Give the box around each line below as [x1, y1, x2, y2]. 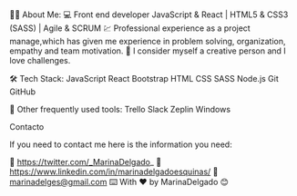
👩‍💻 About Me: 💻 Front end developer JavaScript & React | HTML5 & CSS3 [9, 9, 289, 20]
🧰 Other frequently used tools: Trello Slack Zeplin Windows [9, 104, 230, 114]
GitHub [9, 86, 36, 97]
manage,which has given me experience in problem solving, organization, [9, 36, 286, 46]
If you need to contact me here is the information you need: [9, 139, 232, 150]
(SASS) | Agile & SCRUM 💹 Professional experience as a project [9, 23, 251, 34]
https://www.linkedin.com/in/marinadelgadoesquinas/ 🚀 [9, 166, 219, 177]
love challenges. [9, 55, 71, 65]
